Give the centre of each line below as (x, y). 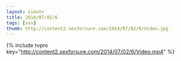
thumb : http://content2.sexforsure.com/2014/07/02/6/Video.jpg (87, 28)
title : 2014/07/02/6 (32, 17)
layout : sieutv (25, 12)
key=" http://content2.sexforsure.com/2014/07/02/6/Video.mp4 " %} (91, 52)
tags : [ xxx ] (21, 23)
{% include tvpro (27, 45)
